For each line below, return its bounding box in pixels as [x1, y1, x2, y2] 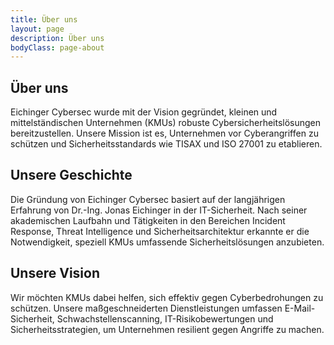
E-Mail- [284, 302, 316, 314]
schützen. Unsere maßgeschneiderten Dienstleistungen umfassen [10, 302, 283, 314]
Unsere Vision [10, 265, 101, 282]
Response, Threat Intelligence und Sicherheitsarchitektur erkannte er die [10, 225, 310, 237]
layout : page [10, 24, 65, 34]
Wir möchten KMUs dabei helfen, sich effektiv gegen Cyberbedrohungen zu [10, 291, 324, 303]
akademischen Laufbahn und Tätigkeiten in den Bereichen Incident [10, 214, 286, 226]
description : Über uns [10, 33, 105, 43]
